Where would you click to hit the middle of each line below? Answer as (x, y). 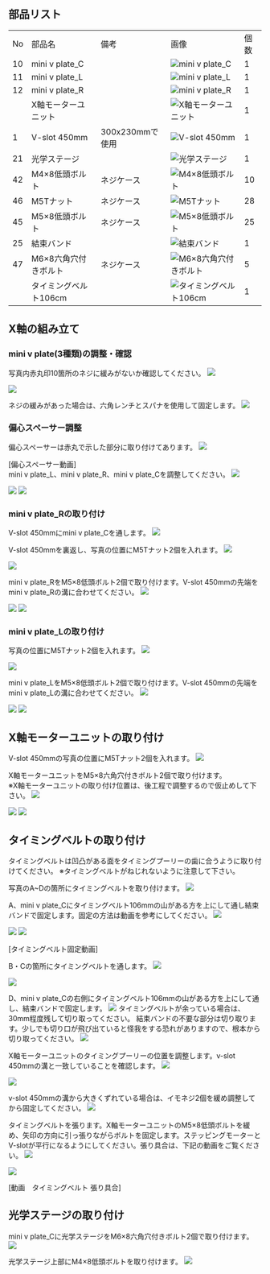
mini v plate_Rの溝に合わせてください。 (74, 592)
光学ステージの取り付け (66, 1216)
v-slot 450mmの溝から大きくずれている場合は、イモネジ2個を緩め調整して (132, 1098)
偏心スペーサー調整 (45, 428)
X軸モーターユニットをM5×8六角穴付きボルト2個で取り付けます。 (117, 776)
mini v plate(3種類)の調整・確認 (70, 354)
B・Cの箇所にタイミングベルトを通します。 (80, 966)
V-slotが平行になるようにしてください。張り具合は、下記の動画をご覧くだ (131, 1145)
